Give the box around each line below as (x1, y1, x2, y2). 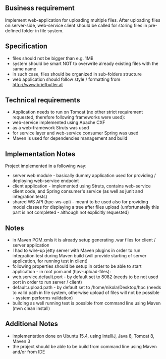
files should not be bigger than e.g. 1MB (12, 55, 94, 61)
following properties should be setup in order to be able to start (12, 263, 142, 269)
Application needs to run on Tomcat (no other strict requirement (12, 109, 143, 115)
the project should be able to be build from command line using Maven (12, 343, 157, 349)
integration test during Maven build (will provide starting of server (12, 253, 147, 259)
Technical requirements (5, 96, 80, 105)
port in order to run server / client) (12, 279, 83, 285)
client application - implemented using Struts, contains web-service (12, 183, 151, 189)
